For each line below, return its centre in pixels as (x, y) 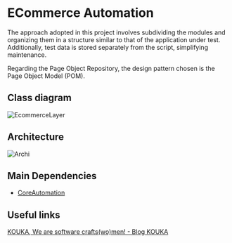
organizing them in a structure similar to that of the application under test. (114, 39)
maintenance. (27, 55)
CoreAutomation (41, 193)
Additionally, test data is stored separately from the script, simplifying (108, 47)
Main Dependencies (52, 176)
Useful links (34, 215)
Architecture (36, 137)
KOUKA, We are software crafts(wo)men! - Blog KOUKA (88, 232)
